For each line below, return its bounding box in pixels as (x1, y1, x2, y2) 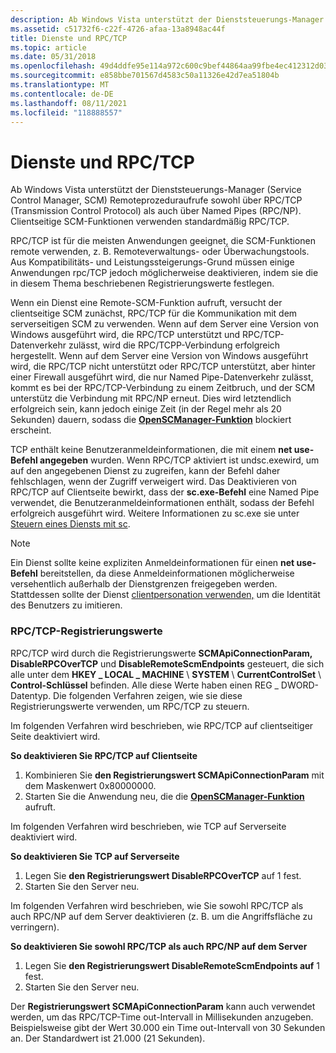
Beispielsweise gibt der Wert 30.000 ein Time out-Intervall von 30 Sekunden (10, 1021, 326, 1033)
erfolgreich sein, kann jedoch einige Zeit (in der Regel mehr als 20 (10, 403, 282, 415)
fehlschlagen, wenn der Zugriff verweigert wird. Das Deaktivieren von (10, 476, 297, 488)
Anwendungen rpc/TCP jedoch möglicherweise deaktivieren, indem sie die (10, 267, 319, 279)
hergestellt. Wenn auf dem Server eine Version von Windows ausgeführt (10, 350, 309, 362)
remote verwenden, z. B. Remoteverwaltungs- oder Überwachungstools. (10, 246, 310, 258)
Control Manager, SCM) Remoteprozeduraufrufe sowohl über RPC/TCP (10, 194, 303, 206)
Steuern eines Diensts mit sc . (10, 518, 131, 530)
